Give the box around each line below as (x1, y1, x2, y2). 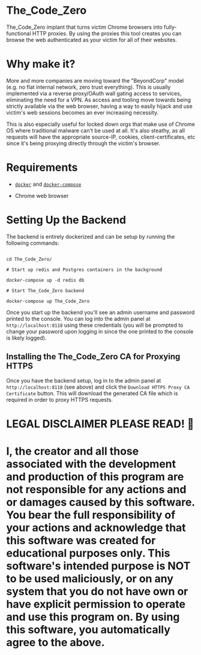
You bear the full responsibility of (6, 508, 176, 522)
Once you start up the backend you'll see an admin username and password (6, 308, 195, 316)
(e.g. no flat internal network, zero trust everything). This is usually (6, 83, 171, 91)
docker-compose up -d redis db (6, 277, 85, 283)
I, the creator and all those (6, 444, 139, 458)
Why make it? (6, 58, 76, 71)
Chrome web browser (14, 192, 69, 199)
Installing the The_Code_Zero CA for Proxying (6, 351, 181, 362)
